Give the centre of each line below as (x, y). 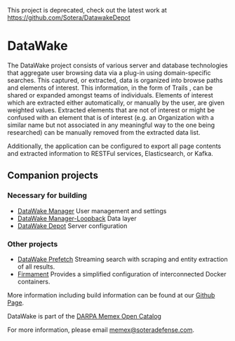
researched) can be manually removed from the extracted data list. (104, 132)
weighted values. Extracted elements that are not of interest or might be (111, 110)
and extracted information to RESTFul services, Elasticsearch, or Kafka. (110, 153)
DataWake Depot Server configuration (72, 226)
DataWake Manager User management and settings (92, 210)
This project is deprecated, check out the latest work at (87, 10)
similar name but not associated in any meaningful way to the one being (111, 125)
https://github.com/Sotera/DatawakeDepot (69, 18)
